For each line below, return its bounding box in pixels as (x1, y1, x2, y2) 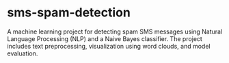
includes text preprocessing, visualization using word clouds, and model (7, 42, 211, 50)
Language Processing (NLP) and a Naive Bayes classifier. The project (7, 34, 203, 42)
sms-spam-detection (7, 5, 131, 21)
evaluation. (7, 49, 38, 58)
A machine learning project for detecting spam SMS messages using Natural (7, 27, 223, 36)
